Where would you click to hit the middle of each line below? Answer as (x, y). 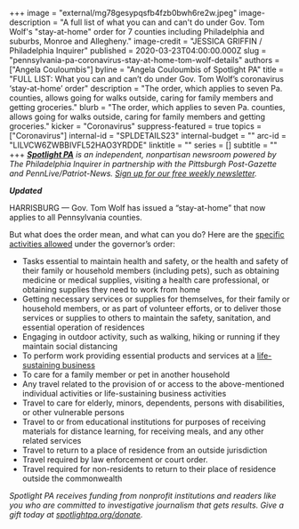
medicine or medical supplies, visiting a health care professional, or (145, 280)
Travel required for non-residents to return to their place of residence (149, 469)
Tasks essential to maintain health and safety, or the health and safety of (155, 261)
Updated (26, 191)
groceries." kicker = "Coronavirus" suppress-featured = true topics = (136, 126)
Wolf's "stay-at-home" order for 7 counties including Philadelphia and (137, 32)
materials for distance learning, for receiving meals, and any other (143, 431)
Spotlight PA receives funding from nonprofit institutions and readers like (143, 496)
